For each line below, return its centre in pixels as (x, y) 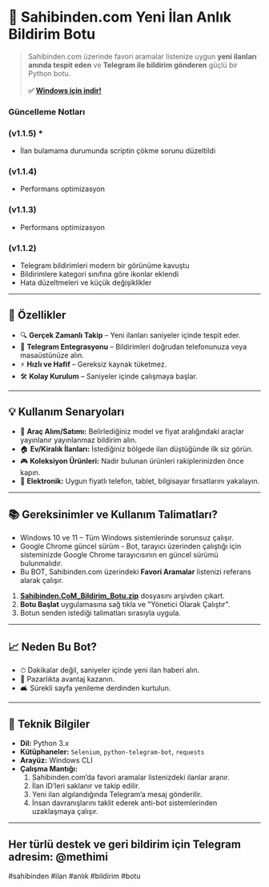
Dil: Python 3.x (44, 743)
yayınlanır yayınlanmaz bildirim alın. (78, 439)
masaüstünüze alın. (52, 355)
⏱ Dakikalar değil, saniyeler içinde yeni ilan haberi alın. (110, 670)
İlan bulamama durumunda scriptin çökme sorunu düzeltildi (118, 151)
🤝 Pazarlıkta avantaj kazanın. (67, 679)
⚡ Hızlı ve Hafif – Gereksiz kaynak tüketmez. (93, 364)
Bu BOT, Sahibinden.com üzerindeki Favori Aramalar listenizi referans (135, 572)
